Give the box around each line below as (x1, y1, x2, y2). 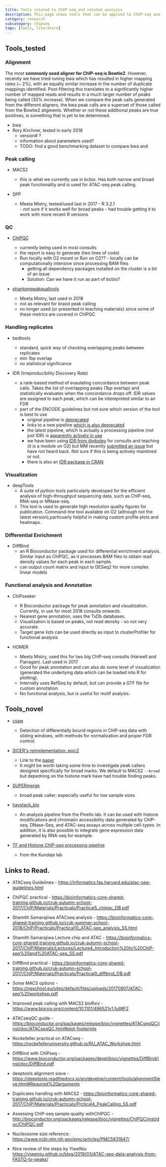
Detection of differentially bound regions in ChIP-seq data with (19, 727, 147, 733)
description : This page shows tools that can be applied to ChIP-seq (5, 12, 152, 17)
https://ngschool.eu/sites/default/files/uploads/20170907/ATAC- (12, 985, 143, 991)
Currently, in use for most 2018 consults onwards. (19, 608, 122, 614)
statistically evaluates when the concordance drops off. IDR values (19, 390, 156, 396)
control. (19, 738, 36, 744)
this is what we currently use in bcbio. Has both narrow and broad (19, 177, 154, 183)
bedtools (12, 335, 31, 341)
